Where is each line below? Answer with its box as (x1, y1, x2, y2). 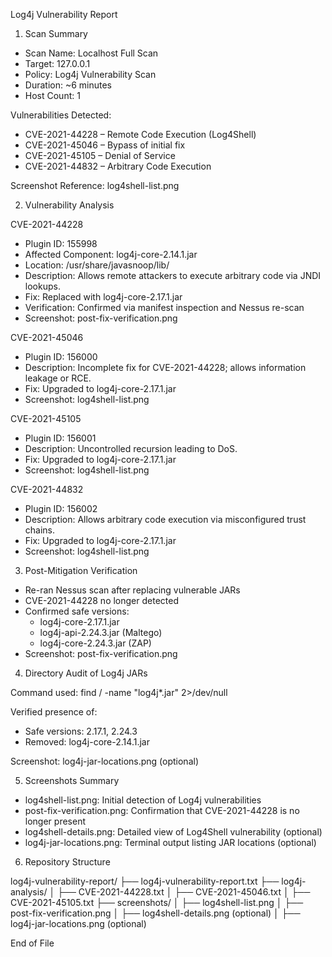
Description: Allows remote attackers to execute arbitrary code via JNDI (24, 270, 322, 281)
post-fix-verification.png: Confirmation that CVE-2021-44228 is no (24, 805, 300, 816)
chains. (24, 524, 56, 536)
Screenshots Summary (24, 775, 120, 786)
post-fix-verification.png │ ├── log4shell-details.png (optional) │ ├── (10, 907, 301, 919)
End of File (10, 937, 55, 949)
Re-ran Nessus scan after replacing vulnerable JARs (24, 584, 241, 596)
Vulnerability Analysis (24, 199, 115, 211)
